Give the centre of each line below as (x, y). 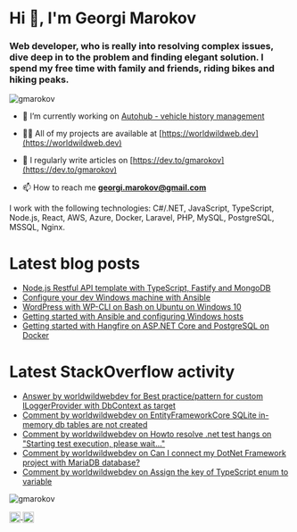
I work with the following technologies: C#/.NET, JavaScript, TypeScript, (142, 208)
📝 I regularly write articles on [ (78, 161)
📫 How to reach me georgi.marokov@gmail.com (114, 187)
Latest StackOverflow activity (122, 372)
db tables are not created (101, 425)
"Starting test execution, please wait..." (94, 444)
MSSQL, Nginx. (37, 228)
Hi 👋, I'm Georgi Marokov (103, 18)
